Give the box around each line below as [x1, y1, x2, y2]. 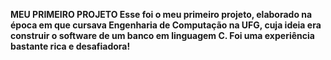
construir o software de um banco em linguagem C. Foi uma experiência [10, 30, 315, 41]
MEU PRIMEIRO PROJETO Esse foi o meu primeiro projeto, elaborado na [10, 9, 313, 20]
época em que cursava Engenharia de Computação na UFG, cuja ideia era [10, 19, 322, 31]
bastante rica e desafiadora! [10, 40, 131, 52]
